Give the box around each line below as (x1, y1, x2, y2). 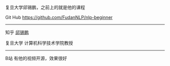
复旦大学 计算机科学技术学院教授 (5, 40, 73, 46)
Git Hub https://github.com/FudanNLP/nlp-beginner (5, 14, 113, 20)
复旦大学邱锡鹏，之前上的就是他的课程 (5, 4, 85, 10)
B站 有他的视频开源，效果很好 (5, 55, 67, 61)
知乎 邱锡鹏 (5, 29, 29, 35)
